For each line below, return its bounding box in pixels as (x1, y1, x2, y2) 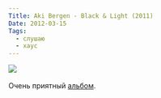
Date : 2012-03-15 (8, 19, 67, 28)
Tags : (8, 27, 27, 35)
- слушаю (15, 34, 45, 43)
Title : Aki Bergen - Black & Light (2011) (8, 11, 154, 20)
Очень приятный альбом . (8, 81, 96, 91)
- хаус (15, 42, 38, 50)
